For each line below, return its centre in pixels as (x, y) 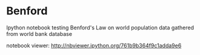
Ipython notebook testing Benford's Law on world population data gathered (100, 27)
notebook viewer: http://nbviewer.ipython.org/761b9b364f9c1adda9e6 (94, 45)
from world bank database (39, 33)
